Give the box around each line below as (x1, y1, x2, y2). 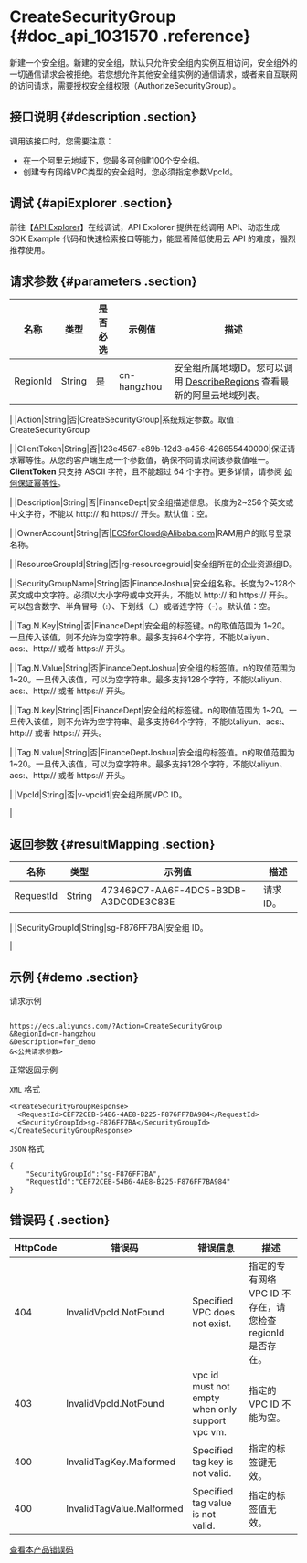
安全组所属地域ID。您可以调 (174, 362, 293, 375)
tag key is (191, 1455, 234, 1468)
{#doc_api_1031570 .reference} (9, 26, 251, 47)
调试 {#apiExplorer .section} (9, 195, 174, 211)
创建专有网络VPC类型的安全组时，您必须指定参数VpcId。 (22, 166, 238, 177)
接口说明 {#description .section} (9, 110, 197, 125)
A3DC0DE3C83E (101, 895, 175, 908)
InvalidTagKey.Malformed (66, 1455, 176, 1468)
